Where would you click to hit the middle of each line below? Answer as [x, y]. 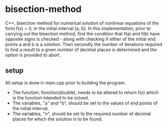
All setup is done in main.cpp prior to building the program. [66, 82]
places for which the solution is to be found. [58, 119]
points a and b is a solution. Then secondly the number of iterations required [84, 44]
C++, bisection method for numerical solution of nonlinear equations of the [82, 23]
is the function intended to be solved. [51, 97]
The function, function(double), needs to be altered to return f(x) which [85, 92]
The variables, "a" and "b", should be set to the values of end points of [85, 103]
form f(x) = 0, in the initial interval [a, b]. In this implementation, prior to [78, 28]
